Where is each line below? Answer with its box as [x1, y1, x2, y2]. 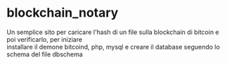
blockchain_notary [6, 5, 119, 21]
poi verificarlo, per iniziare [6, 35, 82, 43]
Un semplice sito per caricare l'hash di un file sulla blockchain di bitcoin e [6, 28, 219, 36]
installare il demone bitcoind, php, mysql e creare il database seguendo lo [6, 42, 221, 51]
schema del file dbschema [6, 50, 84, 58]
